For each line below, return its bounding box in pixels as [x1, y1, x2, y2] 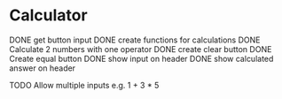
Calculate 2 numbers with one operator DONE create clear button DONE [9, 43, 272, 54]
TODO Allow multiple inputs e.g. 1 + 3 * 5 [9, 80, 160, 90]
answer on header [9, 63, 76, 73]
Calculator [9, 5, 88, 26]
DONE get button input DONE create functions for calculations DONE [9, 34, 261, 45]
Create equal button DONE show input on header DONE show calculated [9, 53, 274, 64]
